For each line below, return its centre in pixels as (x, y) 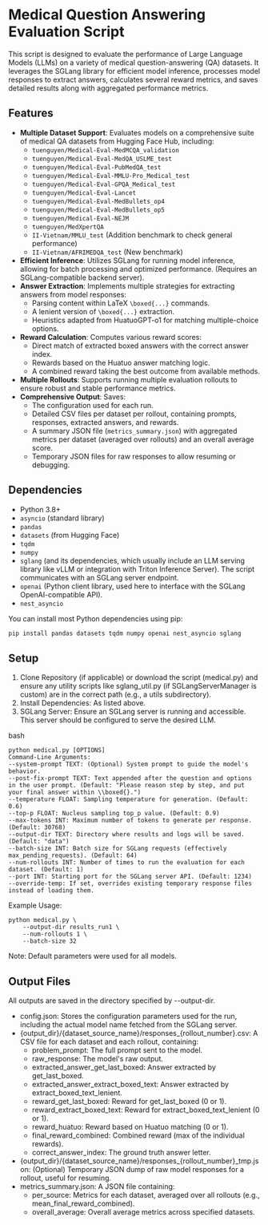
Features (31, 113)
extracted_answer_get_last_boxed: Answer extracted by (124, 1067)
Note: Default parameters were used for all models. (93, 956)
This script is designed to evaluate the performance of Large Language (126, 54)
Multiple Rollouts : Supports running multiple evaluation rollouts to (128, 379)
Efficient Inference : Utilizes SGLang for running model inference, (128, 260)
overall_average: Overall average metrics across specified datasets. (143, 1212)
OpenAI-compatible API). (61, 594)
